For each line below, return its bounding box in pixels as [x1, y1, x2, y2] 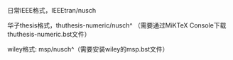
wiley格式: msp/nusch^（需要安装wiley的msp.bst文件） [7, 45, 169, 53]
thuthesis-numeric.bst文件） [7, 30, 91, 38]
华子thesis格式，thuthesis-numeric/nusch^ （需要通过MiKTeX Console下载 [7, 21, 227, 30]
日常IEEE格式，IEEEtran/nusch [7, 6, 97, 14]
